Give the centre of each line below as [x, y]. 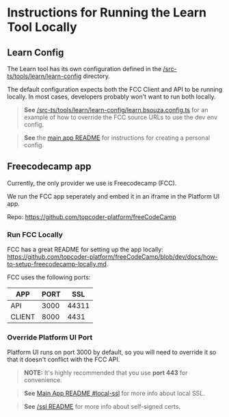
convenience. [43, 380]
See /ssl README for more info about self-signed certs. [102, 407]
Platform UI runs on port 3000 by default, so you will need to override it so [112, 352]
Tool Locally [42, 27]
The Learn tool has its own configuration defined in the [84, 69]
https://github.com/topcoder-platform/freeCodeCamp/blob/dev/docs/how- [112, 257]
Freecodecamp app [49, 167]
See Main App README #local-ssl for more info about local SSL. [114, 393]
